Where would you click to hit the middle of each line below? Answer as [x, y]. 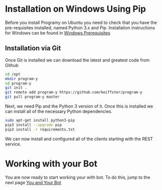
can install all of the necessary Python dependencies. [59, 111]
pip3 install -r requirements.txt [40, 129]
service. [13, 144]
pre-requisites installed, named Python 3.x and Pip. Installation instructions [80, 27]
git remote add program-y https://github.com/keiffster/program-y [74, 92]
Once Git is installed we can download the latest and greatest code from [77, 60]
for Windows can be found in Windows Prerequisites [58, 33]
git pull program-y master [32, 97]
